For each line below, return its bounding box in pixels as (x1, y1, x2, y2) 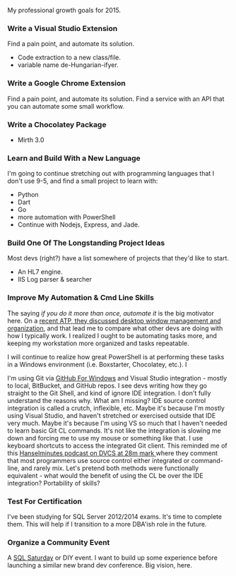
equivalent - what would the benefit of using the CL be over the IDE (7, 471, 203, 479)
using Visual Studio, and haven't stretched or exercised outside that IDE (7, 411, 216, 419)
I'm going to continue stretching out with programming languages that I (7, 169, 215, 178)
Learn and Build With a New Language (7, 153, 141, 163)
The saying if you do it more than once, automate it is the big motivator (7, 308, 214, 317)
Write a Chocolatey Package (7, 119, 107, 129)
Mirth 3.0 (17, 136, 45, 144)
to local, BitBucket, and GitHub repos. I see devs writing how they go (7, 381, 207, 390)
